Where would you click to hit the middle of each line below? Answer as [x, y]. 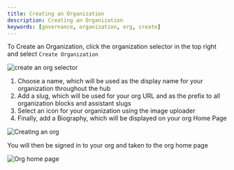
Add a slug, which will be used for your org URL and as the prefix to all [119, 96]
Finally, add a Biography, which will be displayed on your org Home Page [122, 118]
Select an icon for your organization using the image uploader [106, 111]
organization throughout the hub [64, 89]
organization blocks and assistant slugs [74, 104]
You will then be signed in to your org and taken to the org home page [108, 146]
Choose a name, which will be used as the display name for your [110, 81]
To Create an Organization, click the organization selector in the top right [112, 47]
